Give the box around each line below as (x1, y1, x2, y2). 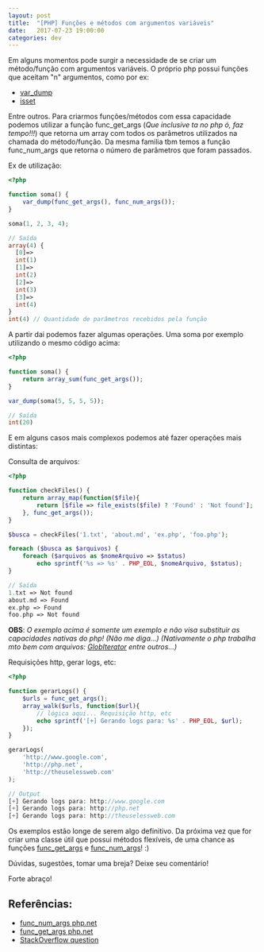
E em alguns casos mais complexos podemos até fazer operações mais (8, 433, 242, 443)
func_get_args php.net (19, 927, 94, 936)
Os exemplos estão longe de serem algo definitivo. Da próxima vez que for (8, 826, 252, 836)
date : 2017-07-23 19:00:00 (8, 26, 105, 34)
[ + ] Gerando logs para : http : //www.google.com (8, 797, 165, 805)
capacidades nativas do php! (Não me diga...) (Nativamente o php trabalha (8, 633, 256, 644)
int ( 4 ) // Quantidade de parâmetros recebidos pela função (8, 315, 208, 323)
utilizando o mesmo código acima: (8, 339, 121, 348)
